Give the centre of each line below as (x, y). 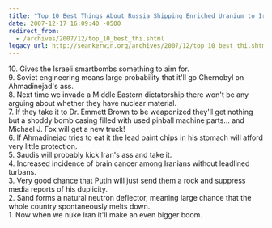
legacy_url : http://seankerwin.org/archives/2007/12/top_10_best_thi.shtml (139, 46)
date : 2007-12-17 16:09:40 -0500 (65, 23)
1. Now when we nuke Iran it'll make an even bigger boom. (105, 215)
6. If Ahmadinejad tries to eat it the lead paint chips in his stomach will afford (136, 137)
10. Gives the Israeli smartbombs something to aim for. (99, 69)
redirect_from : (34, 31)
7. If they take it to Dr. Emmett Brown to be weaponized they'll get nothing (131, 112)
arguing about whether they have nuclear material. (93, 103)
